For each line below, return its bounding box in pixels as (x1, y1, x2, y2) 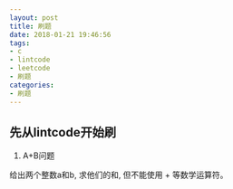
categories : (9, 80, 54, 90)
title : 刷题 (9, 22, 52, 31)
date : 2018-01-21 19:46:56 (9, 30, 112, 39)
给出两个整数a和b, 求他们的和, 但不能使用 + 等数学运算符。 (9, 169, 228, 181)
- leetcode (9, 64, 51, 73)
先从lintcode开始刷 (9, 124, 116, 140)
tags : (9, 38, 30, 48)
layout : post (9, 13, 59, 23)
